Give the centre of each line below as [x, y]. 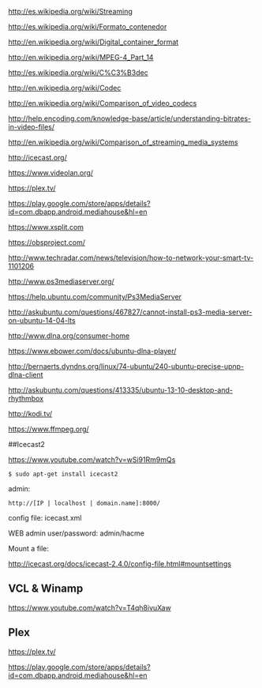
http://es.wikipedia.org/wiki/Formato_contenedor [88, 26]
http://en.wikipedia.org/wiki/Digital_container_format [94, 42]
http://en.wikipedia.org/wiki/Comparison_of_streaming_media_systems [123, 142]
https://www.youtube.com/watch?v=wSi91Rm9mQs [92, 460]
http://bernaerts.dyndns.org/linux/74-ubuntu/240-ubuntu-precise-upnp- [126, 366]
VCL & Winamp [46, 589]
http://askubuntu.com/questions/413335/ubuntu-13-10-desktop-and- [120, 390]
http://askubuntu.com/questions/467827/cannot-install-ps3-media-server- [130, 312]
